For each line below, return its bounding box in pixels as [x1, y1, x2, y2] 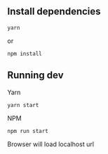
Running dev [7, 70, 64, 82]
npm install [7, 50, 42, 57]
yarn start [7, 101, 39, 108]
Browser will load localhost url [7, 140, 95, 148]
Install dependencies [7, 6, 101, 18]
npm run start [7, 127, 49, 134]
